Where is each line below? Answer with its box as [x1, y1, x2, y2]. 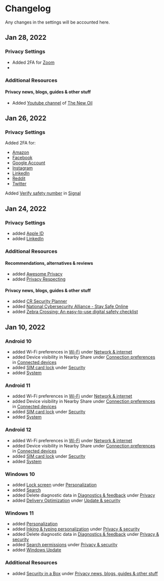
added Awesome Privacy [12, 271, 63, 277]
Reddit [12, 175, 26, 182]
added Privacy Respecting [12, 276, 66, 282]
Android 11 [5, 382, 30, 389]
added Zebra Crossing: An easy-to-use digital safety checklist [12, 309, 138, 315]
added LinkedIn [12, 236, 44, 242]
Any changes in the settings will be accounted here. [5, 19, 110, 25]
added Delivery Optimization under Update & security [12, 498, 121, 503]
